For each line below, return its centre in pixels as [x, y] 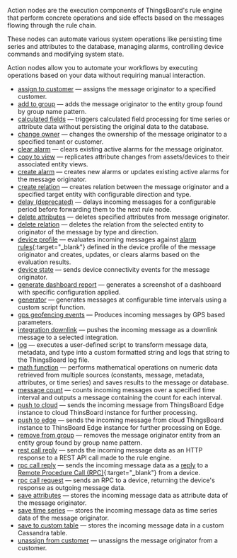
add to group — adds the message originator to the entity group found [120, 104]
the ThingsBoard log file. [53, 360]
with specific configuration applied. [69, 292]
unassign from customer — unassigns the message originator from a [117, 540]
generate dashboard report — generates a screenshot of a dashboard [119, 285]
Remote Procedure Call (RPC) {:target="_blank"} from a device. [109, 473]
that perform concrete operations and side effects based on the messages [116, 18]
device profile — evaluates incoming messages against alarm [107, 239]
